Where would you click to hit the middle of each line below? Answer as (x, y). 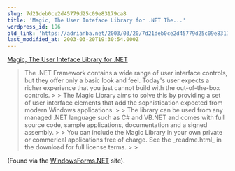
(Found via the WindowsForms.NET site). (66, 161)
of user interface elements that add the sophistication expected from (123, 103)
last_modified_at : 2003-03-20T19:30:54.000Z (73, 40)
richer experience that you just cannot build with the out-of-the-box (122, 88)
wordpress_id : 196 (34, 27)
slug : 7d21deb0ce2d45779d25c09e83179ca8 (67, 14)
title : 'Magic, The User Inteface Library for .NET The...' (97, 20)
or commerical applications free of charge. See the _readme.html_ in (123, 140)
